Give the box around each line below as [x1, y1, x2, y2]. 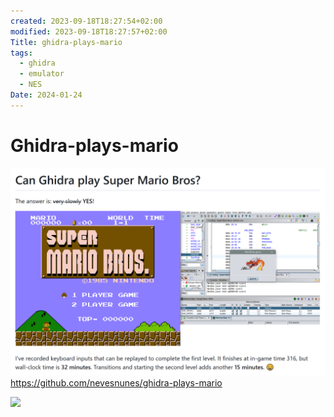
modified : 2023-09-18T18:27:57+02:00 [10, 26, 168, 37]
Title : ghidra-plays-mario [10, 37, 123, 47]
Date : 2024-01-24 [10, 90, 83, 100]
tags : [10, 48, 33, 58]
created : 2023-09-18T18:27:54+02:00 [10, 16, 163, 26]
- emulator [19, 69, 65, 79]
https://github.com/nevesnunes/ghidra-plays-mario [10, 377, 223, 389]
